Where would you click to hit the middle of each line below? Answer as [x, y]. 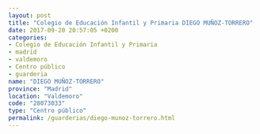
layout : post [30, 15]
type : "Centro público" [48, 111]
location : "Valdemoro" [46, 96]
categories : [28, 37]
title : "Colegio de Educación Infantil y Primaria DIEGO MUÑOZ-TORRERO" [131, 23]
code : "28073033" [37, 103]
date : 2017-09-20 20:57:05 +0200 [63, 30]
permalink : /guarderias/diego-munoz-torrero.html [92, 118]
